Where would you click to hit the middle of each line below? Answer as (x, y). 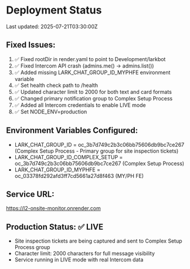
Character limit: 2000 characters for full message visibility (85, 254)
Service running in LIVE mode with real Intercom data (79, 260)
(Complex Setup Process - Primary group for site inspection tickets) (96, 151)
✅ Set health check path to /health (56, 85)
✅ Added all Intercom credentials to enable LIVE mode (80, 105)
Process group (32, 247)
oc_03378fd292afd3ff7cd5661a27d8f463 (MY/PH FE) (79, 176)
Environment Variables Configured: (72, 131)
